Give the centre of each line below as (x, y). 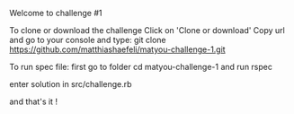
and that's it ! (34, 101)
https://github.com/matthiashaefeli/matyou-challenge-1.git (118, 49)
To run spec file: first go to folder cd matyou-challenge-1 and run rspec (141, 67)
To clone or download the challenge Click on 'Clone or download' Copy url (147, 30)
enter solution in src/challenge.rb (71, 84)
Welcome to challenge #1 (56, 13)
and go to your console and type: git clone (88, 40)
